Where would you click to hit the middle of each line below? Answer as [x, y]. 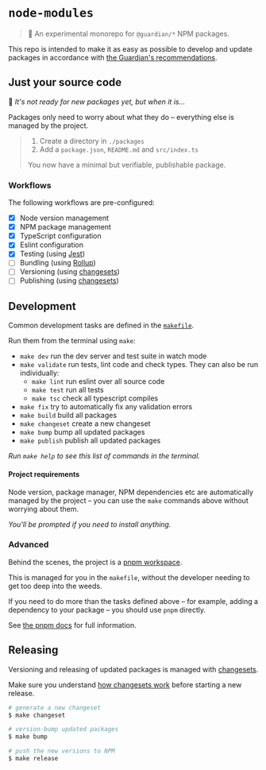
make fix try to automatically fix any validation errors [106, 407]
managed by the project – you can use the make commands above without [128, 500]
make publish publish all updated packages [90, 441]
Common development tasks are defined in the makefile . [101, 325]
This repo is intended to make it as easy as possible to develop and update [130, 48]
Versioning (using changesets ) [70, 272]
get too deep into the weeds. [55, 586]
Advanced [29, 544]
